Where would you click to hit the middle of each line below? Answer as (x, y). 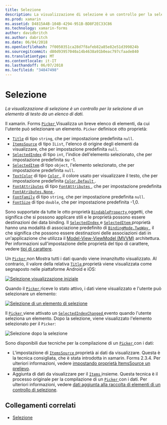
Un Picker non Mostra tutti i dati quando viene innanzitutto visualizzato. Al (81, 258)
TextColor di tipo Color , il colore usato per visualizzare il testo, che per (85, 176)
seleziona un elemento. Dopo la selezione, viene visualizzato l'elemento (79, 318)
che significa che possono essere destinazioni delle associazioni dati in (78, 233)
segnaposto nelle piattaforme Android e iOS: (50, 269)
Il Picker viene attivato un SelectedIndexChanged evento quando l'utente (78, 313)
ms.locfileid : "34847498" (32, 70)
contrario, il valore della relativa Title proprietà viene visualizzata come (79, 264)
